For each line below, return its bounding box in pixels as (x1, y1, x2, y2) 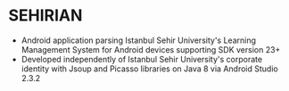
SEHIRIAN (8, 5, 83, 26)
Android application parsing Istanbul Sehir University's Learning (21, 35, 256, 45)
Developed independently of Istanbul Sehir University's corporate (21, 54, 263, 64)
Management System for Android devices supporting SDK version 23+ (21, 44, 281, 54)
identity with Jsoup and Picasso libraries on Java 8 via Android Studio (21, 63, 278, 74)
